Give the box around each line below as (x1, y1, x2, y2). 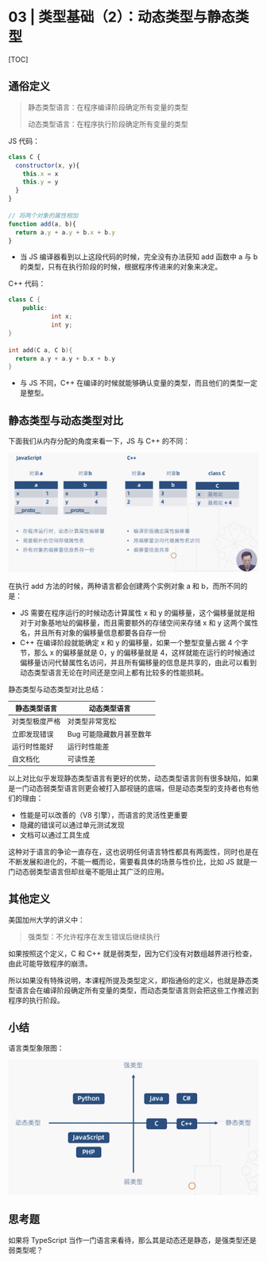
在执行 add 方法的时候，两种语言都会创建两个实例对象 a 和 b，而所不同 (8, 581, 241, 590)
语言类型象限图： (8, 1043, 64, 1053)
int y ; (50, 321, 73, 329)
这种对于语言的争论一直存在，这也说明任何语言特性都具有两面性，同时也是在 (8, 846, 259, 856)
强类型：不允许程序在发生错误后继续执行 (27, 931, 161, 941)
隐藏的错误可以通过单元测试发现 (19, 820, 125, 830)
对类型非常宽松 (67, 717, 117, 726)
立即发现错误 (11, 729, 54, 738)
